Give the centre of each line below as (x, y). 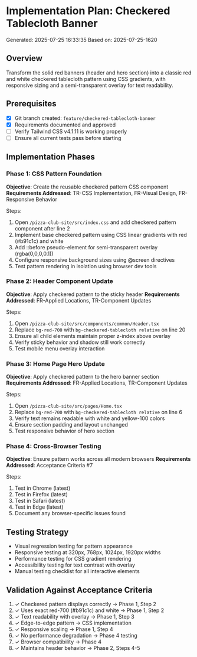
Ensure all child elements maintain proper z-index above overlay (93, 336)
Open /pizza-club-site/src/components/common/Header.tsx (87, 323)
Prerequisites (31, 104)
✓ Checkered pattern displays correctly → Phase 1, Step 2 (85, 604)
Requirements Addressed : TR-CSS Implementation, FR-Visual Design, (92, 193)
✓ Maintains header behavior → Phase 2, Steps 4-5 (77, 648)
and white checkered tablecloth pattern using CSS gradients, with (86, 79)
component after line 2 (42, 228)
